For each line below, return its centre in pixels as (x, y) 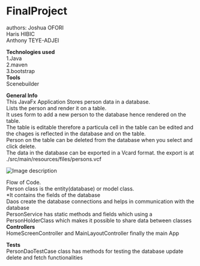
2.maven (17, 65)
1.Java (14, 58)
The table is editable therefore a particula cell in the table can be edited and (100, 127)
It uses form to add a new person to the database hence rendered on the (96, 114)
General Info (22, 95)
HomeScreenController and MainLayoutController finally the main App (93, 233)
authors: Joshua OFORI (35, 28)
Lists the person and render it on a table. (56, 108)
